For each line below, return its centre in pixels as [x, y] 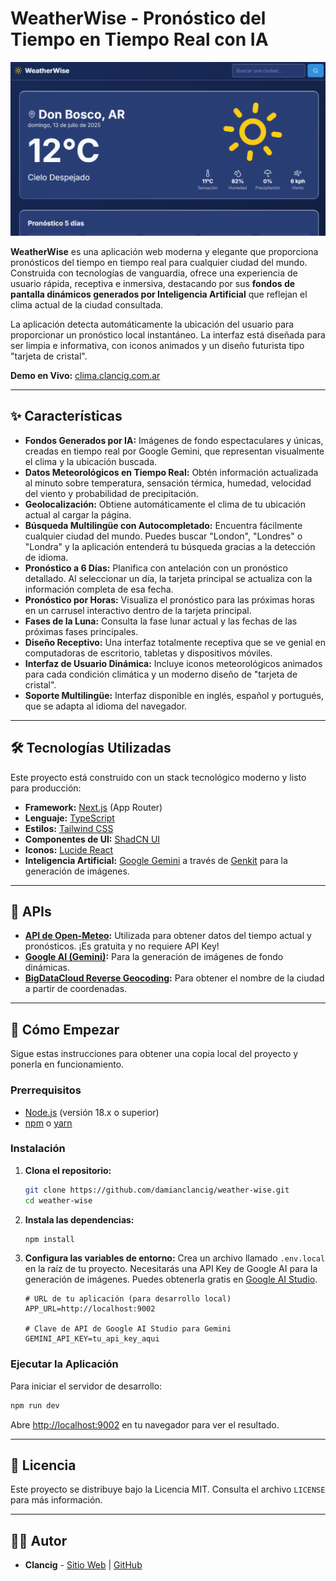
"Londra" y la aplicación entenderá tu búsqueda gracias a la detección [170, 546]
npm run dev [35, 1405]
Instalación [38, 1149]
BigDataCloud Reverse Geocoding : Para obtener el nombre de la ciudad [174, 978]
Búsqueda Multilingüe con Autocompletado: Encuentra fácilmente [163, 525]
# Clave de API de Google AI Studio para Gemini [128, 1329]
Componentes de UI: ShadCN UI [92, 839]
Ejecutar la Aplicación [64, 1364]
